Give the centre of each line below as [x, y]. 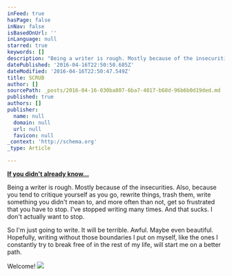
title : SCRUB [26, 78]
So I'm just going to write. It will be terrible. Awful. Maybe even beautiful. [110, 230]
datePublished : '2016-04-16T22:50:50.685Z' [71, 65]
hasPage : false [29, 20]
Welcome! [21, 266]
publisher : [23, 110]
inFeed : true [26, 13]
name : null [29, 116]
